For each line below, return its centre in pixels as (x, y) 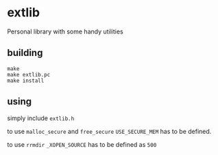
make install (26, 81)
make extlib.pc (29, 74)
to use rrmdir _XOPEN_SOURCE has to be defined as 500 (82, 144)
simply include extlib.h (41, 118)
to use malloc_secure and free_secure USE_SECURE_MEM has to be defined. (109, 131)
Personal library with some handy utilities (65, 31)
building (25, 53)
